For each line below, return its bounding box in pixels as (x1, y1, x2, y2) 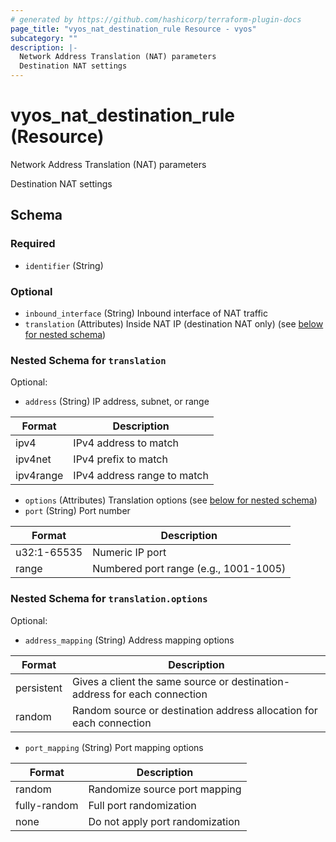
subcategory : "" (10, 33, 78, 43)
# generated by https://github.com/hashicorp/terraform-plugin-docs (10, 14, 302, 25)
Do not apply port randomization (88, 814, 241, 828)
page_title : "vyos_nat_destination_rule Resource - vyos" (10, 24, 257, 34)
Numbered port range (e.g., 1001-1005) (92, 562, 287, 576)
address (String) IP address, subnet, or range (24, 396, 210, 408)
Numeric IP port (92, 546, 167, 560)
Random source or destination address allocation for (72, 703, 318, 717)
